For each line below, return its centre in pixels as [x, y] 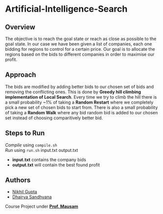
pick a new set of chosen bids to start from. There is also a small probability [81, 107]
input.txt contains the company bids [49, 159]
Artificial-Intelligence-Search [66, 9]
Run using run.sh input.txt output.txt [42, 150]
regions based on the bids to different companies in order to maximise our [80, 54]
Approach [21, 75]
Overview [20, 27]
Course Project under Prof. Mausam [42, 207]
